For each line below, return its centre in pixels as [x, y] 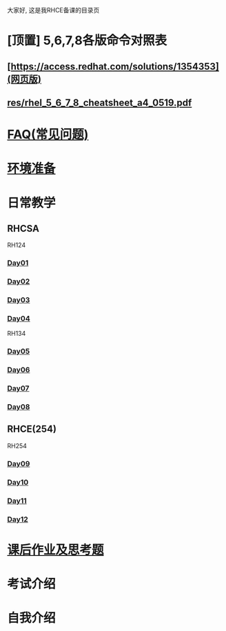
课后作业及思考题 [56, 550]
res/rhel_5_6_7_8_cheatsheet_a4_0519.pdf [100, 102]
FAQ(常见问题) [48, 135]
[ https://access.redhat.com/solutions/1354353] [113, 67]
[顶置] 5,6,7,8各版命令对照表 [87, 41]
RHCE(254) [32, 429]
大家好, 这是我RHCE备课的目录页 [53, 10]
